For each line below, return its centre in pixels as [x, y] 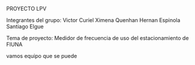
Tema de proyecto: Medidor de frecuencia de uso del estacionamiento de [97, 38]
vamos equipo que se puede [42, 56]
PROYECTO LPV [27, 9]
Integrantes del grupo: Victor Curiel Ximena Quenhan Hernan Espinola [93, 20]
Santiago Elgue [25, 27]
